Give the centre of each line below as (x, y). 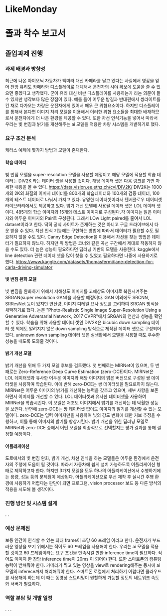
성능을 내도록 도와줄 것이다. (32, 341)
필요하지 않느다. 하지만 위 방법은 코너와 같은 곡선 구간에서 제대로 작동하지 (85, 243)
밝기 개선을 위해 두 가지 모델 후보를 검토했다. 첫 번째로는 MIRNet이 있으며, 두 (80, 365)
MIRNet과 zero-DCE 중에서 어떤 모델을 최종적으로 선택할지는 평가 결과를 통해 (81, 427)
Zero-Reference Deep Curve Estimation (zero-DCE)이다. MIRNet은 (86, 371)
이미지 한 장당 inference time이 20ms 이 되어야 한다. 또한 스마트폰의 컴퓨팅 (88, 559)
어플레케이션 (17, 446)
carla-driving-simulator (29, 267)
